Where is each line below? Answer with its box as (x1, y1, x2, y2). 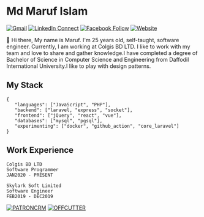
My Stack (6, 80, 43, 90)
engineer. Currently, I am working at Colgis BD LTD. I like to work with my (6, 43, 191, 50)
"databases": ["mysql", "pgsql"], (14, 117, 103, 123)
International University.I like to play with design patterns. (6, 62, 151, 70)
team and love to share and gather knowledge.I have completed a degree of (6, 49, 198, 56)
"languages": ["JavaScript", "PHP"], (14, 101, 111, 108)
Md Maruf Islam (6, 4, 88, 18)
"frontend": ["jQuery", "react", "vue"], (14, 112, 122, 119)
